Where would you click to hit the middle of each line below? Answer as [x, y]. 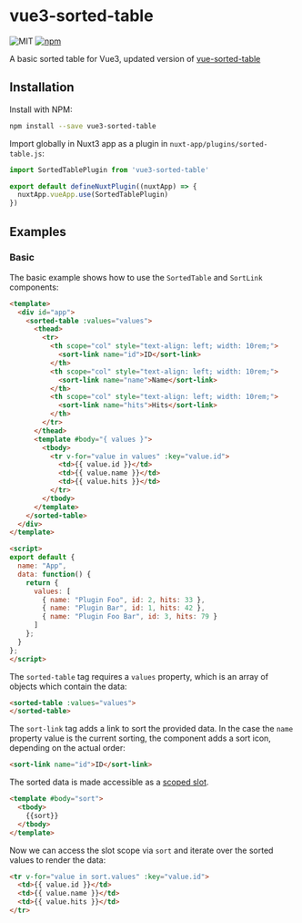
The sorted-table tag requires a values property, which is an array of [139, 676]
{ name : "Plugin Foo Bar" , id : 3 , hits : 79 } [130, 617]
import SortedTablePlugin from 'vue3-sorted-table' [109, 169]
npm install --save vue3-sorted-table [83, 126]
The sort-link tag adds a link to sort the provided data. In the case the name [151, 729]
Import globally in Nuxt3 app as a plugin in [89, 143]
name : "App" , [42, 566]
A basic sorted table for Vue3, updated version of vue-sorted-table [135, 58]
